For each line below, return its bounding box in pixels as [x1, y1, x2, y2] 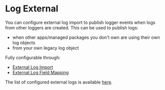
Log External [5, 3, 59, 14]
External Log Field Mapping [12, 69, 69, 75]
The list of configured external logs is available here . [5, 79, 113, 85]
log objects [12, 39, 36, 45]
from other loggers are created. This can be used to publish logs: [5, 24, 139, 30]
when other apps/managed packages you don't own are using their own [12, 34, 160, 40]
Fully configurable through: [5, 54, 61, 60]
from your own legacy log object [12, 45, 79, 51]
